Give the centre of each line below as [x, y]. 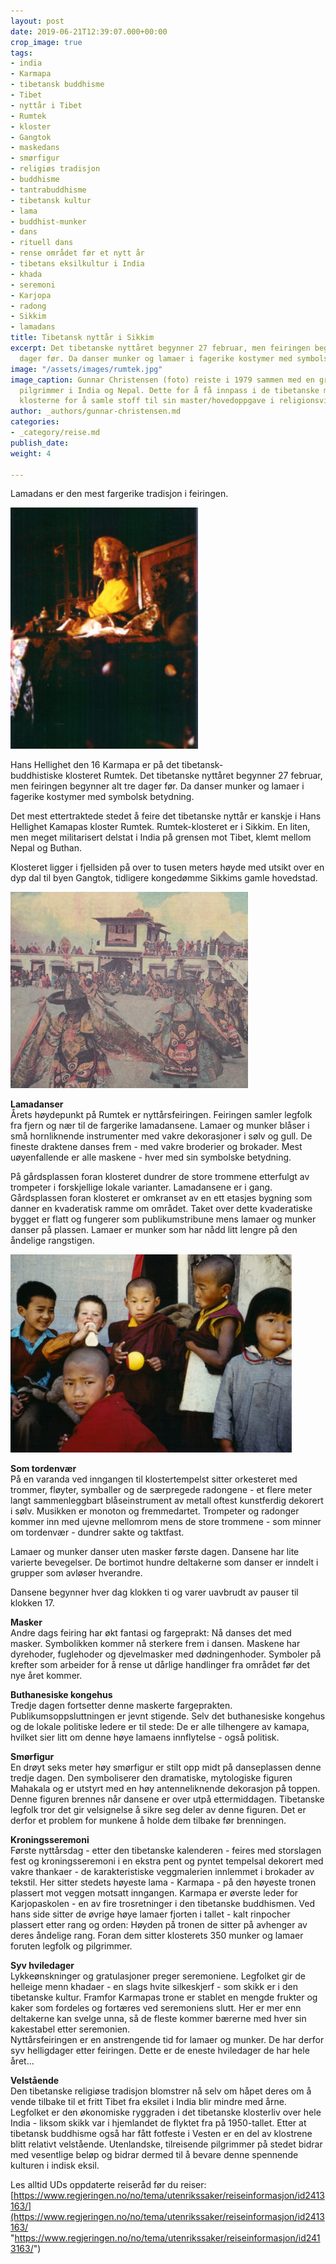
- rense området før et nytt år [77, 253]
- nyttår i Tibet [46, 105]
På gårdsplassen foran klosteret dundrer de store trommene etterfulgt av [160, 1177]
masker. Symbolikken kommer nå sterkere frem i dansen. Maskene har [155, 1644]
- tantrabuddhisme [48, 190]
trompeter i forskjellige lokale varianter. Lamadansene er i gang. [141, 1187]
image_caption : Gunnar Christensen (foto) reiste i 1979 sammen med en [162, 380]
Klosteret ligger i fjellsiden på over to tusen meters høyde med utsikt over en [167, 867]
